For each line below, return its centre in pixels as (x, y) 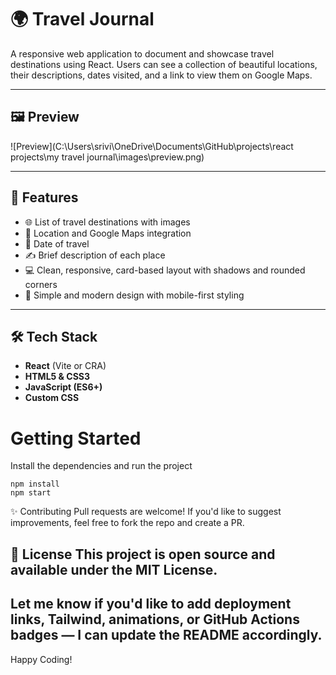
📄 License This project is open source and (143, 554)
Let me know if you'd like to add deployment (151, 604)
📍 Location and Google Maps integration (108, 233)
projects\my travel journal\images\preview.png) (107, 157)
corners (41, 284)
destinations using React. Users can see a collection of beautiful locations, (164, 64)
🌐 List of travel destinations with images (107, 222)
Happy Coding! (41, 659)
